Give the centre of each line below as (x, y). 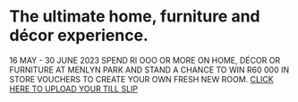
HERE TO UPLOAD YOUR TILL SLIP (74, 89)
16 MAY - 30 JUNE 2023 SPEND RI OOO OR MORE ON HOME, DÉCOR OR (145, 60)
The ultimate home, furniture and (135, 17)
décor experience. (79, 35)
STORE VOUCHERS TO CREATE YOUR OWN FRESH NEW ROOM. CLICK (142, 79)
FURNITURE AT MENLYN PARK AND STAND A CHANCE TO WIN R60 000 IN (149, 70)
